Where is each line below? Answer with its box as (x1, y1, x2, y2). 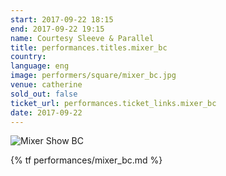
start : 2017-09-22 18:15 (10, 14, 114, 25)
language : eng (10, 61, 70, 71)
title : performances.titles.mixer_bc (10, 42, 168, 53)
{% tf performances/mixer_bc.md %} (10, 154, 163, 166)
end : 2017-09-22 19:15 (10, 24, 105, 34)
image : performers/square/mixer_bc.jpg (10, 71, 177, 81)
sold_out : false (10, 89, 78, 99)
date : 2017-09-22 (10, 107, 83, 118)
